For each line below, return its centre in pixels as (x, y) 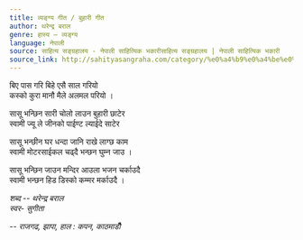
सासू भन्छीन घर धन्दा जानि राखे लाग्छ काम (69, 142)
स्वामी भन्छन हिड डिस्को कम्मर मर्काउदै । (67, 180)
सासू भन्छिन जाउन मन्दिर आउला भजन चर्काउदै (75, 170)
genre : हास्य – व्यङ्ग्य (44, 34)
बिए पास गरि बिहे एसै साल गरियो (54, 85)
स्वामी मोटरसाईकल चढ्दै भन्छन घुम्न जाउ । (71, 152)
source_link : (34, 60)
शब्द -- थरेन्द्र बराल (37, 198)
